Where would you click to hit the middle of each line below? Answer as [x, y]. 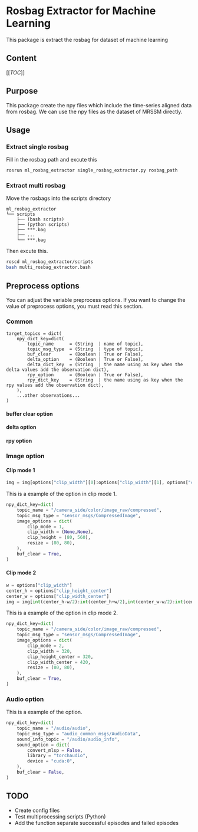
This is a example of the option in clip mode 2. [62, 613]
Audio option [25, 699]
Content [22, 58]
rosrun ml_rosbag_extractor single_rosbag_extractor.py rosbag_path [92, 170]
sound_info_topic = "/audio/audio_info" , [68, 739]
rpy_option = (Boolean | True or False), [85, 375]
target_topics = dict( [34, 334]
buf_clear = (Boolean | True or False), [85, 354]
